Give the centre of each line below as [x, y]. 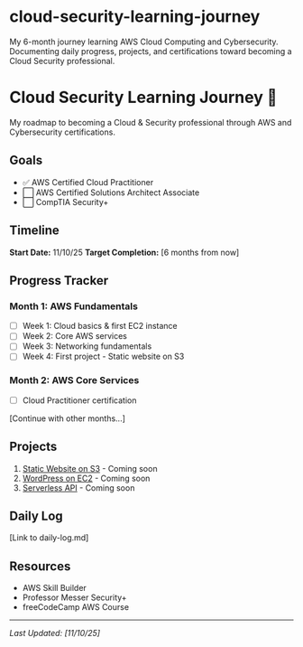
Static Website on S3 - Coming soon [90, 468]
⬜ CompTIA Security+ [65, 202]
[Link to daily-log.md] [49, 538]
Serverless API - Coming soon [78, 488]
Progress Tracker [59, 281]
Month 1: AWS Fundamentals [73, 306]
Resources [40, 566]
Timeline [35, 231]
